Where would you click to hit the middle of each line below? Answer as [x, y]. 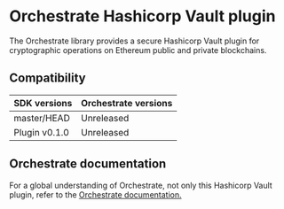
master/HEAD [42, 118]
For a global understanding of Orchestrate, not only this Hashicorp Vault [141, 185]
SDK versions [43, 103]
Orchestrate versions [127, 103]
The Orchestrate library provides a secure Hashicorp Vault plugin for [134, 41]
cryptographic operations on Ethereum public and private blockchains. [138, 50]
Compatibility [47, 78]
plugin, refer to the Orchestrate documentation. [95, 194]
